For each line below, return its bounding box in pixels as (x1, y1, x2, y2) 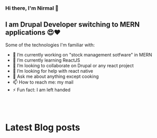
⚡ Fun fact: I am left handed (12, 87, 71, 93)
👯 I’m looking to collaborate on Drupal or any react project (12, 62, 134, 68)
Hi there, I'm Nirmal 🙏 (5, 5, 59, 12)
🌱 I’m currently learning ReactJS (12, 57, 80, 63)
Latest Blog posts (5, 122, 80, 133)
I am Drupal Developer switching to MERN (5, 20, 140, 29)
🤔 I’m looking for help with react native (12, 68, 93, 74)
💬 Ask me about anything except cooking (12, 73, 99, 79)
